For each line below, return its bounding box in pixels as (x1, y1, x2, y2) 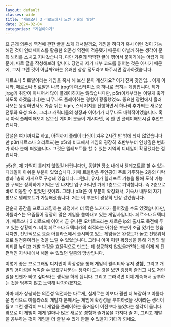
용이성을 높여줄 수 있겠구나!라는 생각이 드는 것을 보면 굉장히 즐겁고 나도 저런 (14, 267, 165, 273)
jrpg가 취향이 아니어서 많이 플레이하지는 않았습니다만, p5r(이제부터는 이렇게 (5, 90, 156, 96)
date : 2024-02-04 (5, 21, 42, 27)
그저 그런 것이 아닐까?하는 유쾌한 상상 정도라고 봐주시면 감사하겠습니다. (12, 67, 153, 73)
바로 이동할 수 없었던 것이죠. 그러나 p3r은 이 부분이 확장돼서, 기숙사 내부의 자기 (5, 188, 161, 194)
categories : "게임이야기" (5, 26, 55, 32)
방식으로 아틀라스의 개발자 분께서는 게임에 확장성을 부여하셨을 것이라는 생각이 (10, 297, 164, 303)
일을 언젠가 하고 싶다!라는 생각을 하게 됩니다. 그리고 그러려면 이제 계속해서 (5, 274, 152, 280)
